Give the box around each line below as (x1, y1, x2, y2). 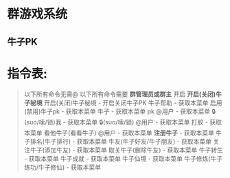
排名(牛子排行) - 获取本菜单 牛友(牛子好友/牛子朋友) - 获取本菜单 (30, 137, 211, 145)
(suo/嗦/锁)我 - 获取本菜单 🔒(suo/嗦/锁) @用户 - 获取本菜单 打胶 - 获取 (23, 118, 222, 126)
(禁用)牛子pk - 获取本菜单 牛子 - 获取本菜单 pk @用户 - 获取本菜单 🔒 (23, 107, 216, 115)
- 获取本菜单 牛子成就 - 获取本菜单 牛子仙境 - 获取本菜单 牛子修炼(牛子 (23, 154, 223, 162)
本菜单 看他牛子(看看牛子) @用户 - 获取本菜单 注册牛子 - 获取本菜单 (23, 129, 214, 137)
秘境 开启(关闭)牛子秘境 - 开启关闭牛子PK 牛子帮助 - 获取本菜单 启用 (30, 98, 222, 107)
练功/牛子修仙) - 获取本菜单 (23, 163, 102, 171)
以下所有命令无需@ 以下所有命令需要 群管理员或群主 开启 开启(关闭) (23, 90, 216, 98)
